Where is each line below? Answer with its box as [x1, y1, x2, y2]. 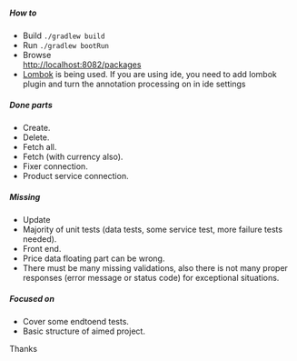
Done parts [9, 99, 53, 110]
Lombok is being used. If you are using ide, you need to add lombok [22, 68, 277, 79]
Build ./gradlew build [22, 30, 105, 41]
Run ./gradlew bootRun [22, 39, 109, 50]
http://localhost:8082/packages [22, 59, 142, 70]
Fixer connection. [22, 160, 88, 172]
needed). [22, 233, 57, 245]
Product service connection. [22, 170, 129, 181]
